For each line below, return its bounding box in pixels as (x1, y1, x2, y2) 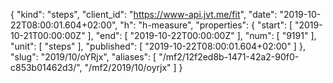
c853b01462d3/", (10, 62, 83, 73)
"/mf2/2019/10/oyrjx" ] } (84, 62, 183, 73)
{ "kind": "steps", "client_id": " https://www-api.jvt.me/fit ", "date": (10, 9, 278, 20)
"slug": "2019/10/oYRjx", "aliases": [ (10, 51, 157, 63)
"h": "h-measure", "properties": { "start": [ (119, 19, 293, 31)
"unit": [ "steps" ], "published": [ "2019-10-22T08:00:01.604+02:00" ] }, (10, 40, 306, 52)
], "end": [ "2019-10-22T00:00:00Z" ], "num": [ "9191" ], (87, 30, 317, 41)
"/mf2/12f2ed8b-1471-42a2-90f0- (158, 51, 300, 63)
